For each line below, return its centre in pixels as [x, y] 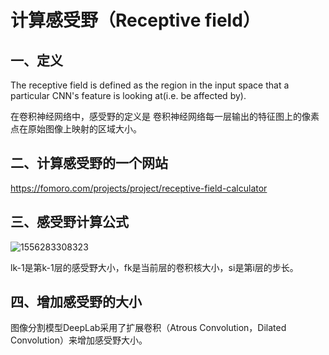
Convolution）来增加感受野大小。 [79, 340]
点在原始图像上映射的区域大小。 [76, 129]
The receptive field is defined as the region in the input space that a [150, 85]
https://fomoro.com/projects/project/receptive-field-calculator [139, 188]
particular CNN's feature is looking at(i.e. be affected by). [128, 95]
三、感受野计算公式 [69, 222]
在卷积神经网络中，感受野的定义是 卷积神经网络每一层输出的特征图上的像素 [165, 116]
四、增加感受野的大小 [76, 302]
